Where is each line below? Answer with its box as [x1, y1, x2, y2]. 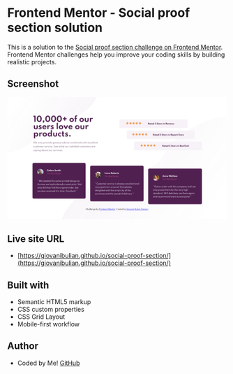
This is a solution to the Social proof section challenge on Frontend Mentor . [7, 43, 223, 51]
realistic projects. [7, 57, 57, 66]
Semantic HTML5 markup [17, 297, 91, 305]
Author [7, 340, 38, 352]
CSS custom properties [17, 305, 85, 313]
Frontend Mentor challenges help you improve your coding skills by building [7, 50, 225, 59]
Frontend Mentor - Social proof [7, 5, 190, 21]
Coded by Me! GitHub [17, 359, 80, 367]
